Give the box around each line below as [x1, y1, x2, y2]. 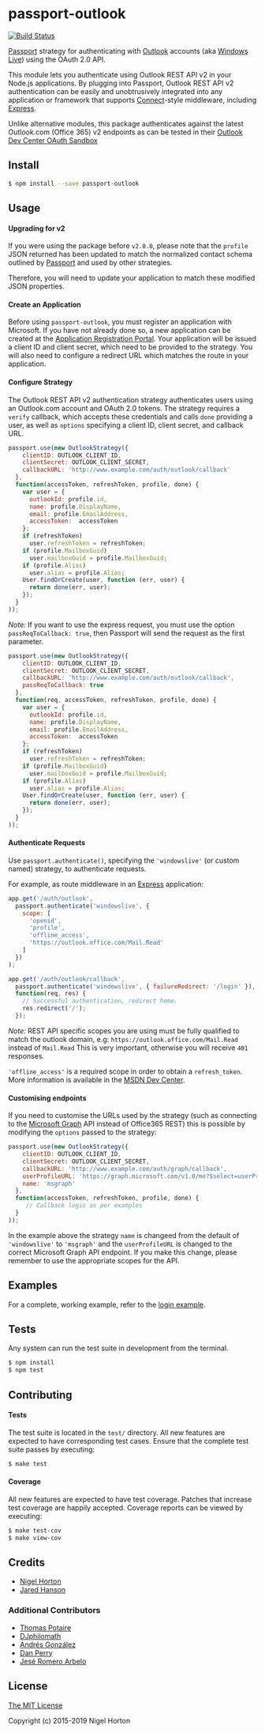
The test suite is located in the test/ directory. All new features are [8, 1428, 226, 1437]
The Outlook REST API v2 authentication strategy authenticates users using [8, 395, 254, 404]
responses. [8, 1051, 45, 1060]
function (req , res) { [15, 990, 87, 998]
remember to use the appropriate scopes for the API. [8, 1255, 180, 1265]
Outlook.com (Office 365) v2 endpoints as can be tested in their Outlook [8, 127, 243, 137]
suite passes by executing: [8, 1444, 95, 1454]
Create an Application [8, 300, 81, 309]
